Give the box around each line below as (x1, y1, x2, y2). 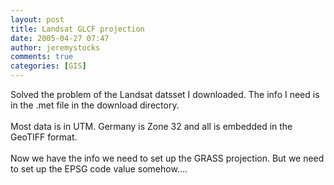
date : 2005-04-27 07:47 (10, 33, 110, 43)
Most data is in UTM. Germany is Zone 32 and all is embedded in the (10, 121, 293, 132)
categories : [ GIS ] (10, 61, 87, 71)
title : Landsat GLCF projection (10, 24, 145, 34)
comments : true (10, 52, 74, 62)
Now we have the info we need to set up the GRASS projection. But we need (10, 152, 325, 164)
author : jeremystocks (10, 42, 101, 53)
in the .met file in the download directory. (10, 99, 180, 111)
